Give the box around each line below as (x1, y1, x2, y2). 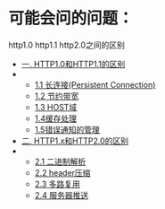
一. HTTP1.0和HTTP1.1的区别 (21, 58, 126, 69)
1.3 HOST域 (34, 101, 78, 112)
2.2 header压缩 (34, 167, 91, 178)
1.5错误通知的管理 (34, 124, 100, 135)
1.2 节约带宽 (34, 91, 79, 101)
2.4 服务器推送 (34, 189, 89, 200)
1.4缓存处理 (34, 113, 78, 124)
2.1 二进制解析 (34, 156, 87, 167)
